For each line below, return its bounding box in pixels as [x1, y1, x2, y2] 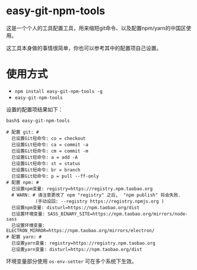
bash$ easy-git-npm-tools [6, 117, 70, 124]
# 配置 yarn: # [6, 234, 42, 240]
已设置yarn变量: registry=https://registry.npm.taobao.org [11, 240, 156, 246]
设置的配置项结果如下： [6, 105, 63, 113]
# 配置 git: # [6, 129, 40, 135]
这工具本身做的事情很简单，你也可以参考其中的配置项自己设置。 [6, 44, 162, 52]
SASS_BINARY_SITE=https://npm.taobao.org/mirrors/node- [47, 211, 188, 217]
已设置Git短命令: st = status [11, 160, 81, 166]
